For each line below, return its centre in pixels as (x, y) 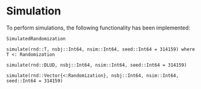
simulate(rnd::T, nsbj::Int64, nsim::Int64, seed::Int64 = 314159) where (101, 49)
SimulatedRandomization (36, 38)
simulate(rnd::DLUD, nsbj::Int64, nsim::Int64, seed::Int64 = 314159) (97, 65)
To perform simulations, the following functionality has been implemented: (98, 28)
